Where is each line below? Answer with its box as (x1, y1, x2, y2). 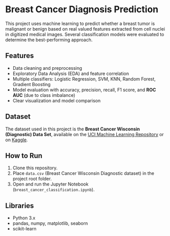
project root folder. (12, 176, 52, 182)
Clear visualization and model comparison (12, 97, 100, 103)
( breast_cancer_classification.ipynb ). (12, 187, 95, 193)
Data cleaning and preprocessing (12, 65, 82, 71)
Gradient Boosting (12, 81, 51, 87)
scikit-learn (12, 226, 37, 232)
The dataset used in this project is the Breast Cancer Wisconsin (5, 126, 141, 132)
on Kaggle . (5, 137, 28, 143)
